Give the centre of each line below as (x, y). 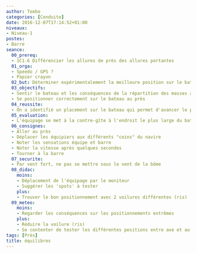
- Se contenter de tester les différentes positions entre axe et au (103, 230)
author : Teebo (23, 11)
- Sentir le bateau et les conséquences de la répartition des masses (99, 93)
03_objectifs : (28, 88)
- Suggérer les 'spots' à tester (57, 186)
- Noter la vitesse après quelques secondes (67, 148)
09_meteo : (23, 203)
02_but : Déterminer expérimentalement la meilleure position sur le (97, 83)
